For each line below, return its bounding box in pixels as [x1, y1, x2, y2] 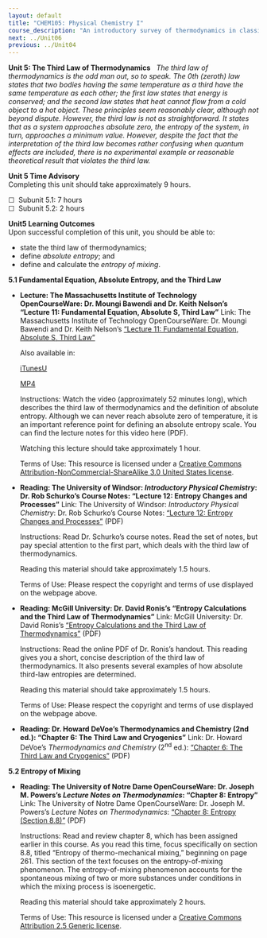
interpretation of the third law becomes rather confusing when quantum [8, 139, 244, 149]
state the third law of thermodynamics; [19, 243, 147, 253]
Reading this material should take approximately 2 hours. [19, 897, 207, 906]
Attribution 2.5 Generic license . [19, 921, 122, 930]
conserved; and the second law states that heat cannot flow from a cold [8, 97, 246, 107]
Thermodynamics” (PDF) [19, 629, 102, 638]
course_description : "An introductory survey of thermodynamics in [8, 26, 237, 34]
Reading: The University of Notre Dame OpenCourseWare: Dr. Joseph [19, 781, 254, 791]
